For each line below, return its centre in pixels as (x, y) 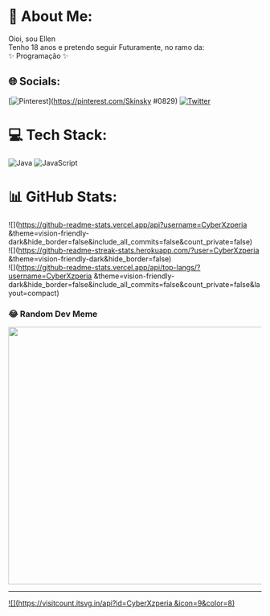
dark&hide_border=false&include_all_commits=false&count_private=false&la (134, 284)
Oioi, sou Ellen (32, 39)
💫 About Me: (51, 16)
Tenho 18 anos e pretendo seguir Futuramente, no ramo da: (106, 47)
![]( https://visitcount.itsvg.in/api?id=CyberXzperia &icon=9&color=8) (122, 603)
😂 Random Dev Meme (53, 314)
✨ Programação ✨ (39, 55)
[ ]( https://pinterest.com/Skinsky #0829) (93, 101)
